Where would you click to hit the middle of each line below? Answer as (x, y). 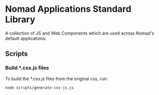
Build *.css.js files (27, 68)
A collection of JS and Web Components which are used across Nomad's (80, 33)
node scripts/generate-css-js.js (40, 88)
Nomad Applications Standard (68, 9)
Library (20, 19)
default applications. (26, 38)
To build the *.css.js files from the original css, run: (57, 79)
